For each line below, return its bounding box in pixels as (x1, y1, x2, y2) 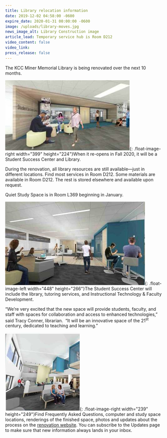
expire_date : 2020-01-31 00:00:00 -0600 (5, 19, 91, 24)
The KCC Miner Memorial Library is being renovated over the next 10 (5, 65, 146, 71)
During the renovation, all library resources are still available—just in (5, 166, 145, 172)
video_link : (5, 45, 30, 50)
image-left (5, 286, 26, 292)
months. (5, 70, 22, 76)
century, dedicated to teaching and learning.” (5, 323, 98, 329)
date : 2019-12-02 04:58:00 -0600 (5, 13, 75, 19)
